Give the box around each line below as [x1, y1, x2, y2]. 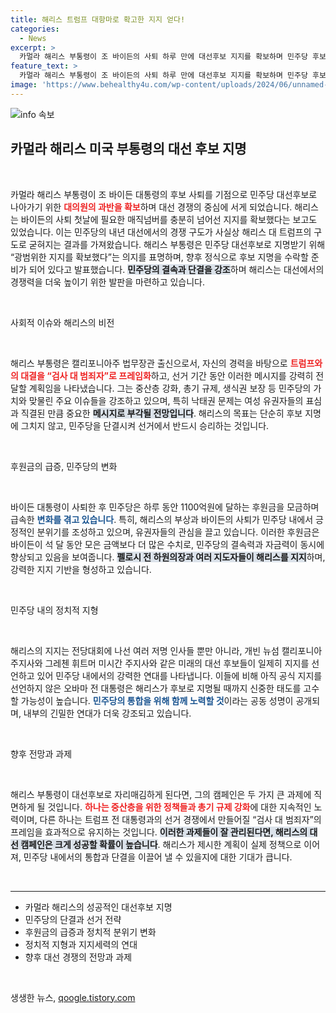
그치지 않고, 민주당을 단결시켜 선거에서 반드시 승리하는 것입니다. [20, 419, 270, 431]
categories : [10, 24, 60, 34]
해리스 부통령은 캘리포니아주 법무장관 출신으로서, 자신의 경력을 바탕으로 [10, 357, 288, 369]
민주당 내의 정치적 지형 [10, 604, 99, 616]
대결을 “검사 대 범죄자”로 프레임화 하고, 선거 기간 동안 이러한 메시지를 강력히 [20, 369, 314, 381]
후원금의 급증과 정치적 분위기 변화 [24, 926, 157, 938]
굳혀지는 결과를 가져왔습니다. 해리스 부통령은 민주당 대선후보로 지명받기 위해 [28, 238, 326, 250]
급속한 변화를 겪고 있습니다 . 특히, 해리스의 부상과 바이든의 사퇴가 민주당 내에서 [10, 513, 314, 525]
